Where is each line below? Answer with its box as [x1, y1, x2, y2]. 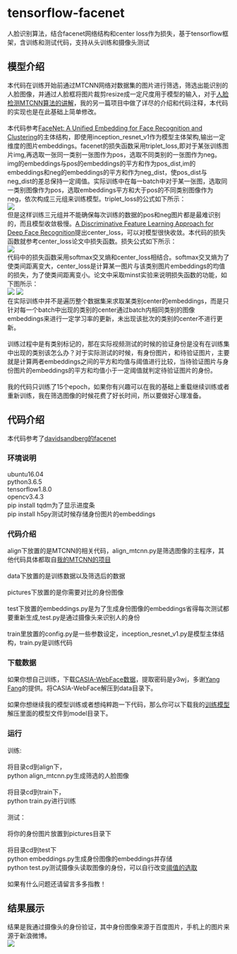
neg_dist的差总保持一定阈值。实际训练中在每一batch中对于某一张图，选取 [7, 177, 221, 185]
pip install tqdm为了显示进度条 [7, 501, 95, 509]
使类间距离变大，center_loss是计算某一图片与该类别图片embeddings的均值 [7, 262, 226, 270]
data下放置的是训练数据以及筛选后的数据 [7, 571, 126, 581]
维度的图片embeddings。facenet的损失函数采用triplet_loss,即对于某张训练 [7, 141, 223, 150]
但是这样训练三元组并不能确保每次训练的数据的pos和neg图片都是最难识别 [7, 210, 221, 219]
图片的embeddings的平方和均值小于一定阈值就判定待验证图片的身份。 [13, 366, 217, 374]
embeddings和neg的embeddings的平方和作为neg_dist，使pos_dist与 [7, 168, 207, 176]
